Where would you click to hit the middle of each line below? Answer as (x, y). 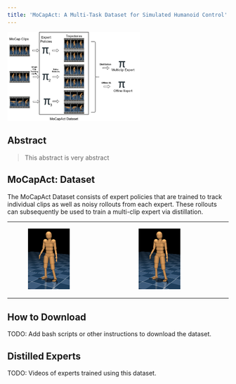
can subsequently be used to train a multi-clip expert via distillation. (105, 212)
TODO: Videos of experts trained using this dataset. (82, 373)
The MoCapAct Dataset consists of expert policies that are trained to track (115, 196)
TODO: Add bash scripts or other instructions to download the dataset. (110, 334)
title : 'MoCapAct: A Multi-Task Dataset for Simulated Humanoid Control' (118, 15)
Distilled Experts (44, 356)
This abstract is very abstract (67, 158)
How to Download (47, 317)
